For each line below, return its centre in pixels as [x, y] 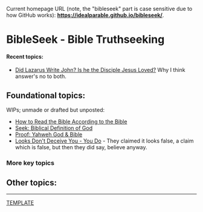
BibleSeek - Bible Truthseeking [85, 40]
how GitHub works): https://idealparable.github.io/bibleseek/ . [85, 15]
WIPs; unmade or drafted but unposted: [56, 110]
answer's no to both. [40, 76]
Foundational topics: [46, 95]
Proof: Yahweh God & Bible [49, 135]
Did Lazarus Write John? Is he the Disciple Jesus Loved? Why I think [100, 70]
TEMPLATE [20, 202]
